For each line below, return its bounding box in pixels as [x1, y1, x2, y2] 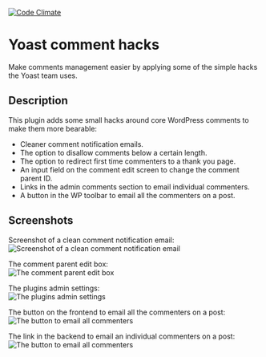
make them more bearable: [8, 124, 98, 133]
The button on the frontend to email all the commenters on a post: [8, 307, 226, 317]
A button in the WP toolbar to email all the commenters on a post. [19, 190, 236, 200]
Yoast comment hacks [8, 36, 160, 54]
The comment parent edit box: [8, 259, 108, 269]
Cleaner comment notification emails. [19, 139, 144, 148]
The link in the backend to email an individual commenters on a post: [8, 331, 236, 341]
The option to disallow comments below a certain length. [19, 148, 208, 157]
